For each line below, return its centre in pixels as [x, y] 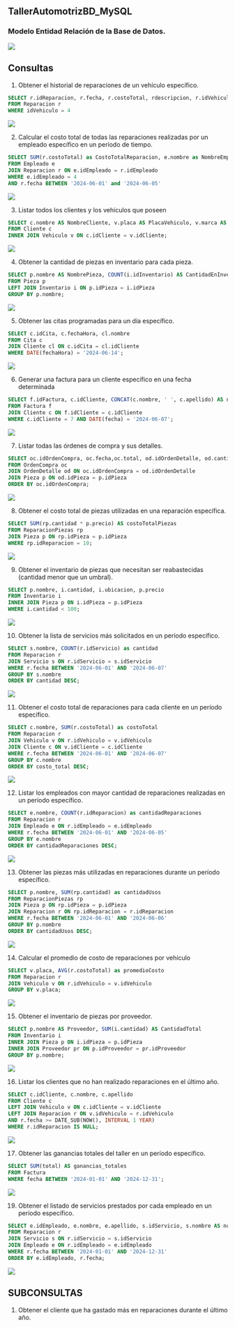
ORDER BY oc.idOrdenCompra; [49, 485]
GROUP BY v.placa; [35, 990]
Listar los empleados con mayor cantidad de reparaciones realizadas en [121, 793]
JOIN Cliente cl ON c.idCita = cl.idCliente [74, 346]
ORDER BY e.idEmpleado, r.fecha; [56, 1258]
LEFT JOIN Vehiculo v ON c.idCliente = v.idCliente [84, 1107]
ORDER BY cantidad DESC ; [44, 681]
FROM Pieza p [27, 281]
